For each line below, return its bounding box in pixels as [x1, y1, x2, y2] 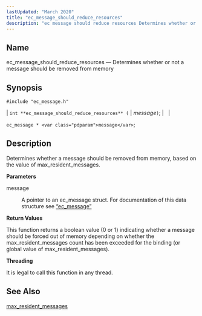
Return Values [6, 214, 43, 222]
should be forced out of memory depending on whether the [6, 232, 155, 240]
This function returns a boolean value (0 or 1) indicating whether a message [6, 226, 195, 233]
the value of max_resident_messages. [6, 161, 101, 168]
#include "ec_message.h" [6, 99, 69, 105]
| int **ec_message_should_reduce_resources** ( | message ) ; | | [6, 110, 171, 116]
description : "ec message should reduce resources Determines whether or [6, 20, 197, 26]
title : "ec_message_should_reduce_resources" [6, 15, 123, 21]
